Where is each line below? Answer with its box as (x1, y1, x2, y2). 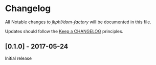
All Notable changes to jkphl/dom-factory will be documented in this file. (5, 19, 152, 25)
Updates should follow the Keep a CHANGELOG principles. (5, 28, 124, 34)
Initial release (5, 55, 32, 61)
